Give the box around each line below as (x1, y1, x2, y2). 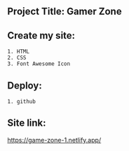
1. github (7, 98, 36, 105)
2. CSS (7, 54, 27, 62)
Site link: (7, 117, 47, 129)
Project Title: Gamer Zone (7, 6, 122, 18)
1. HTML (7, 48, 30, 55)
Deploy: (7, 79, 42, 91)
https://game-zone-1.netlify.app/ (7, 136, 102, 144)
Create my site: (7, 29, 76, 41)
